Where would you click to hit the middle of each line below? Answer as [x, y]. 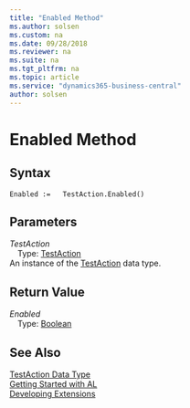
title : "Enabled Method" [57, 18]
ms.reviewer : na [40, 52]
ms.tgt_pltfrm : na [44, 69]
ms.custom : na [37, 35]
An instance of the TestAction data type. [85, 263]
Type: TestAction [50, 254]
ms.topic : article [44, 78]
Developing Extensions [53, 393]
